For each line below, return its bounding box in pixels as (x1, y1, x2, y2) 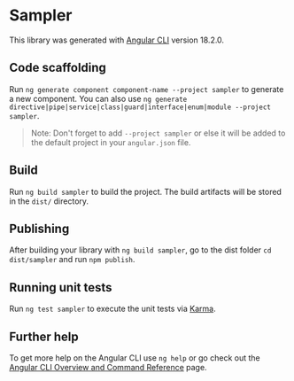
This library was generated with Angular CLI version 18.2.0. (9, 35, 224, 45)
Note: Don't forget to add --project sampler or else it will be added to (30, 128, 286, 138)
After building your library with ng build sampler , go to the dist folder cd (9, 245, 272, 255)
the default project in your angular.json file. (30, 136, 191, 147)
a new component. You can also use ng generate (9, 93, 188, 104)
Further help (9, 329, 80, 344)
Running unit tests (9, 280, 112, 295)
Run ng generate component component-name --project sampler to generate (9, 83, 284, 94)
